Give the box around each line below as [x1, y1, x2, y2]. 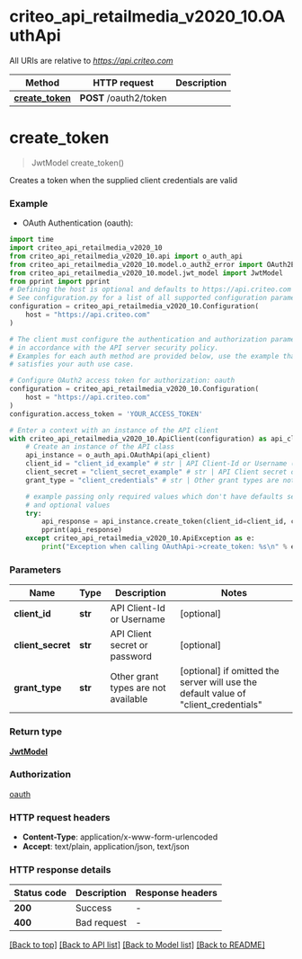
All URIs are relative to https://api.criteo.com [9, 55, 173, 66]
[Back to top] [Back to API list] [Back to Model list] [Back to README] [9, 939, 265, 950]
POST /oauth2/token [79, 92, 167, 104]
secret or [110, 639, 148, 652]
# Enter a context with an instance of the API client [9, 425, 219, 435]
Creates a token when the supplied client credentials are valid [9, 174, 238, 185]
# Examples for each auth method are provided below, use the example [9, 351, 280, 360]
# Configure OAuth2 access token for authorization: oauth [9, 376, 235, 386]
